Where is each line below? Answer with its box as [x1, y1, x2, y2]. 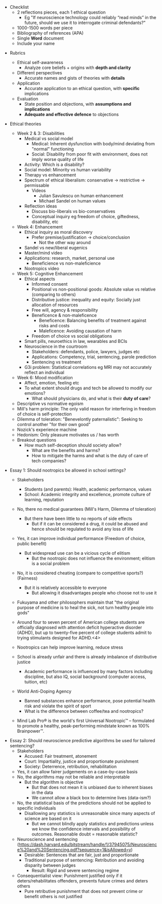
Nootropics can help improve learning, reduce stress [17, 644, 123, 650]
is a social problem [31, 561, 70, 566]
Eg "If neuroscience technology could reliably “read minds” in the [24, 15, 157, 20]
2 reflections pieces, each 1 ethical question [17, 9, 106, 15]
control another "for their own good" [17, 422, 91, 427]
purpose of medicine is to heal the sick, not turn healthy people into [17, 605, 154, 610]
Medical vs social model [24, 136, 73, 141]
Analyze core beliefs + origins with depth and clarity [24, 65, 131, 70]
